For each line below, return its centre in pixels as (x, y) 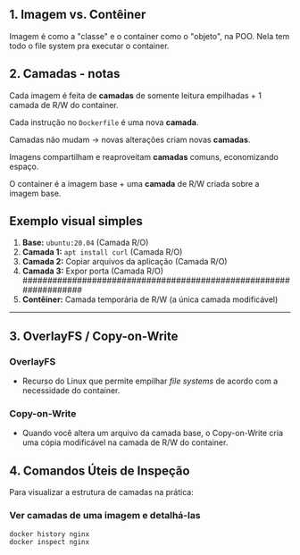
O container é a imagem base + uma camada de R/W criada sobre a (134, 183)
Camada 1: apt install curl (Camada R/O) (102, 252)
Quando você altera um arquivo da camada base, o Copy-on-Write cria (153, 433)
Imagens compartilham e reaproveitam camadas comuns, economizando (144, 156)
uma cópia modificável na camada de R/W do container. (125, 442)
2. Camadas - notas (65, 74)
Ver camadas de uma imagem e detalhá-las (105, 516)
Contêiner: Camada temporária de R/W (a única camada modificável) (150, 299)
